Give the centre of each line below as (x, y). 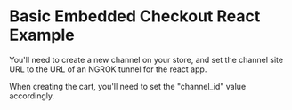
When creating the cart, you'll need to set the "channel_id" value (128, 86)
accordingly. (32, 96)
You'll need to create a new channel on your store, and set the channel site (146, 59)
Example (42, 35)
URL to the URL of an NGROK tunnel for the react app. (108, 69)
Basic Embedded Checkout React (135, 16)
